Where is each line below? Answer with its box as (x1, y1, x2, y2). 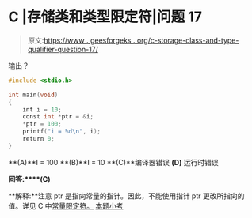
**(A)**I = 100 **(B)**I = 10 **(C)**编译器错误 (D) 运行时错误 (8, 157, 220, 167)
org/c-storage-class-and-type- (136, 36, 239, 45)
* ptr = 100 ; (22, 120, 62, 128)
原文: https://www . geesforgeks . (27, 36, 136, 45)
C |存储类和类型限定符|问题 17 (8, 8, 203, 26)
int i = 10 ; (22, 105, 62, 114)
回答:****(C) (8, 174, 51, 183)
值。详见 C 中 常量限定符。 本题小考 (8, 201, 124, 210)
